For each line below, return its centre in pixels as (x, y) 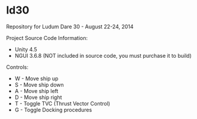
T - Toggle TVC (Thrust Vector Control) (62, 103)
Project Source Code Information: (47, 38)
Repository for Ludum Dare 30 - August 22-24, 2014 (70, 27)
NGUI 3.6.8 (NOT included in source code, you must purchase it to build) (103, 55)
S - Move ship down (39, 85)
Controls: (17, 67)
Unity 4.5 (26, 49)
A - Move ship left (36, 91)
